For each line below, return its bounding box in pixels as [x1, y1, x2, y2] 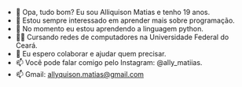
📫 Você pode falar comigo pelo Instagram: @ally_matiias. [15, 58, 203, 67]
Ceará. [15, 41, 38, 50]
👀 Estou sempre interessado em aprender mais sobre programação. [15, 16, 236, 25]
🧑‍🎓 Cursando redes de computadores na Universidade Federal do [15, 32, 229, 42]
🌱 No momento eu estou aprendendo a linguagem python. [15, 24, 204, 33]
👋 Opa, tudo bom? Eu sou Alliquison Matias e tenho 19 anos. [15, 8, 211, 16]
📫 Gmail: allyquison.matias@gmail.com [15, 70, 144, 78]
